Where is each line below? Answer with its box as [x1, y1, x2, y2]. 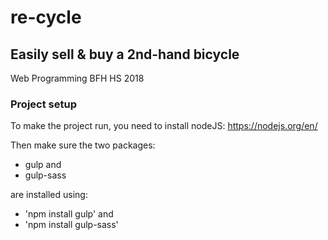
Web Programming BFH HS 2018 [10, 72, 145, 84]
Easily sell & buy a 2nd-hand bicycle [10, 46, 240, 63]
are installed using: [10, 189, 88, 201]
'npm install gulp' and [24, 208, 114, 220]
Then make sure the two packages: [10, 139, 156, 151]
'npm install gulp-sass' [24, 219, 119, 231]
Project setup [10, 97, 77, 111]
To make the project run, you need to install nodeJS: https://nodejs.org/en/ [10, 120, 318, 132]
